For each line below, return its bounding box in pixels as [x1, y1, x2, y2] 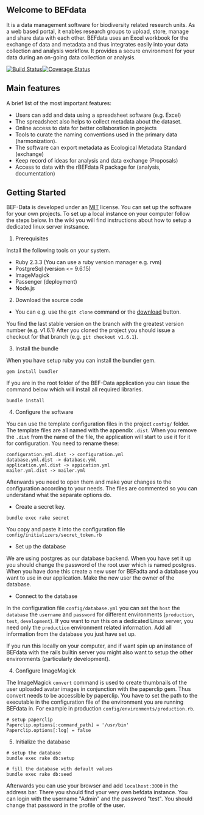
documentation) [15, 169, 55, 177]
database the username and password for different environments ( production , [6, 611, 195, 618]
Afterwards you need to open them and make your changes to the [6, 478, 172, 485]
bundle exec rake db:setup [6, 755, 75, 762]
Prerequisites [15, 235, 49, 242]
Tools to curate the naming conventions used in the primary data [15, 131, 178, 138]
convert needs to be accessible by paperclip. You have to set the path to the [6, 692, 198, 699]
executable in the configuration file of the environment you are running [6, 698, 184, 706]
